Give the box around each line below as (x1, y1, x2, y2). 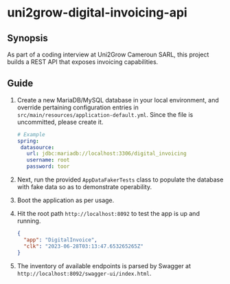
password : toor (26, 163, 70, 170)
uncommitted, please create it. (16, 118, 104, 126)
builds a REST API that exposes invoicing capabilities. (7, 58, 159, 66)
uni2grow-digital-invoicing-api (7, 5, 187, 21)
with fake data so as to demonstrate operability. (16, 183, 152, 191)
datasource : (20, 144, 55, 151)
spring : (16, 138, 39, 144)
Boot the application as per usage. (16, 196, 115, 204)
